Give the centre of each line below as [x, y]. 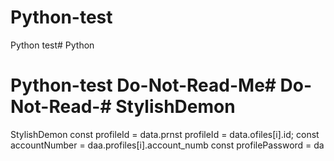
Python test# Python [52, 45]
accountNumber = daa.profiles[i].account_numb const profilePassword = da [167, 145]
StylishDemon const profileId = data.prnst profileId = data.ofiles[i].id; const [165, 134]
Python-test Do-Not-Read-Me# [143, 85]
